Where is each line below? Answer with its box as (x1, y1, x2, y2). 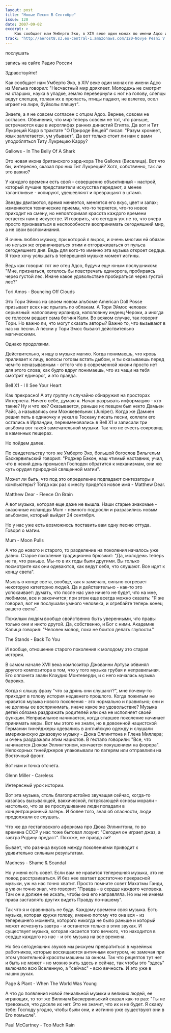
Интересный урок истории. (5, 782, 65, 788)
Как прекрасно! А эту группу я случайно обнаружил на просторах (5, 392, 150, 398)
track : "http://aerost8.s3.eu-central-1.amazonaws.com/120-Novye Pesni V (5, 36, 165, 41)
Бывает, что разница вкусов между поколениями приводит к (5, 844, 138, 850)
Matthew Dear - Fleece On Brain (5, 491, 73, 497)
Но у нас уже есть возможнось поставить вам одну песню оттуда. (5, 522, 151, 528)
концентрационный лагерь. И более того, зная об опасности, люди (5, 808, 152, 814)
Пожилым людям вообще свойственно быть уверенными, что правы (5, 615, 156, 622)
